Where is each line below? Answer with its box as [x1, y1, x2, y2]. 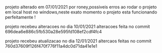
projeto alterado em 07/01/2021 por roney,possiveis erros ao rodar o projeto [5, 4, 157, 10]
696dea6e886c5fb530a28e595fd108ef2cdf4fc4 [5, 29, 102, 34]
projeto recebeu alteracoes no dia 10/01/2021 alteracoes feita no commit [5, 24, 150, 29]
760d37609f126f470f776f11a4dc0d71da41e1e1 [5, 43, 97, 49]
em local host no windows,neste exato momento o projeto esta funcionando [5, 9, 157, 15]
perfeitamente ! [5, 14, 36, 20]
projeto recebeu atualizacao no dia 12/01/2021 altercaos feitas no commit [5, 38, 152, 44]
